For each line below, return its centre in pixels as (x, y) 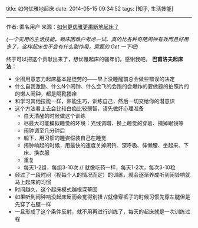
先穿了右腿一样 (33, 204)
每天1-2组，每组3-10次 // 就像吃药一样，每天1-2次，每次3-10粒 (99, 167)
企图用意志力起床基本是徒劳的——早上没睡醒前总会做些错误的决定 (95, 79)
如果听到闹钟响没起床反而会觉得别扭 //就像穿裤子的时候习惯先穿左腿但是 (102, 197)
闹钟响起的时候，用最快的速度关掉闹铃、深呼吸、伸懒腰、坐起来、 (103, 145)
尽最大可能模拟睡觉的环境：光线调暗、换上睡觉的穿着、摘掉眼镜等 (103, 123)
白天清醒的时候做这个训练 (55, 116)
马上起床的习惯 (33, 182)
